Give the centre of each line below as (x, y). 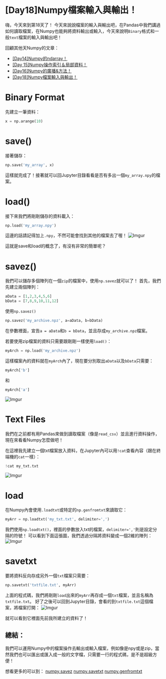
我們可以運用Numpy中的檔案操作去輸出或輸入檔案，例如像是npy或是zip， (80, 648)
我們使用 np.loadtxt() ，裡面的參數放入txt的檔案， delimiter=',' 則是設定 (79, 529)
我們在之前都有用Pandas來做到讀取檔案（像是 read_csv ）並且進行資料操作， (83, 434)
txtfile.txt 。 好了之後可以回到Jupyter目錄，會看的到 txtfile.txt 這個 (77, 601)
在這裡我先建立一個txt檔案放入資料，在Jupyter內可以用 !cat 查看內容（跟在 (81, 451)
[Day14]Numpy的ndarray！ (40, 58)
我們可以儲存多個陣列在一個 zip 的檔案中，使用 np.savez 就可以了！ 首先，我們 (83, 281)
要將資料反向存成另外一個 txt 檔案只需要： (48, 576)
